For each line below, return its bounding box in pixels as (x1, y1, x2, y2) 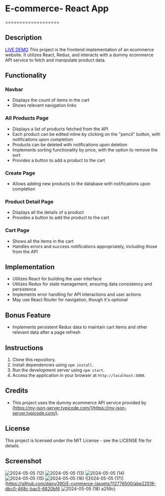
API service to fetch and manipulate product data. (5, 57, 106, 63)
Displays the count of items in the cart (12, 97, 90, 103)
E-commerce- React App (5, 3, 109, 14)
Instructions (5, 343, 43, 352)
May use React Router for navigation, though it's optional (12, 297, 128, 303)
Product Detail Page (5, 198, 54, 205)
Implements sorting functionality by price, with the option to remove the (12, 147, 158, 153)
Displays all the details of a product (12, 210, 84, 216)
